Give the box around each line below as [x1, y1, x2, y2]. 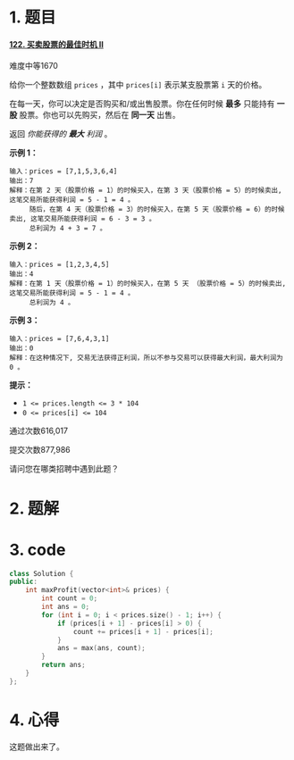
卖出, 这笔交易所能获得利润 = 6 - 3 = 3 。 [9, 214, 156, 223]
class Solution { [9, 569, 74, 578]
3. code [9, 539, 66, 560]
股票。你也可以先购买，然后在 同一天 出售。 [19, 110, 181, 121]
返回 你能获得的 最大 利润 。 [9, 129, 113, 139]
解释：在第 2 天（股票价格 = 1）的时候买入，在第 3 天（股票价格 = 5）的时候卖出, [9, 186, 282, 196]
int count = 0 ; [41, 594, 98, 603]
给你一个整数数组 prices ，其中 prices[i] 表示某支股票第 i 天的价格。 [9, 79, 267, 90]
